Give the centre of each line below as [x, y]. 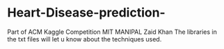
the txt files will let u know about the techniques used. [85, 39]
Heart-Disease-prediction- [86, 13]
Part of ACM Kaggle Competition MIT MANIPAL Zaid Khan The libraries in [112, 32]
